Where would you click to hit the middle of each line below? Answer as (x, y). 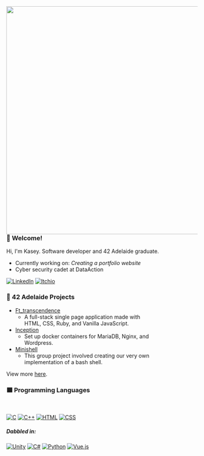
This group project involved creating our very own (87, 356)
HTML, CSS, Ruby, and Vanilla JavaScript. (76, 323)
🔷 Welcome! (24, 238)
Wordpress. (39, 342)
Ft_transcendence (38, 310)
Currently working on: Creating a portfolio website (78, 263)
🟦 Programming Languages (48, 390)
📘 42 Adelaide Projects (40, 297)
